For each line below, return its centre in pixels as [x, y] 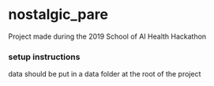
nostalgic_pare [58, 15]
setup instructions [44, 57]
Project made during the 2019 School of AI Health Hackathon [107, 36]
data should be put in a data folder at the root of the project [105, 74]
